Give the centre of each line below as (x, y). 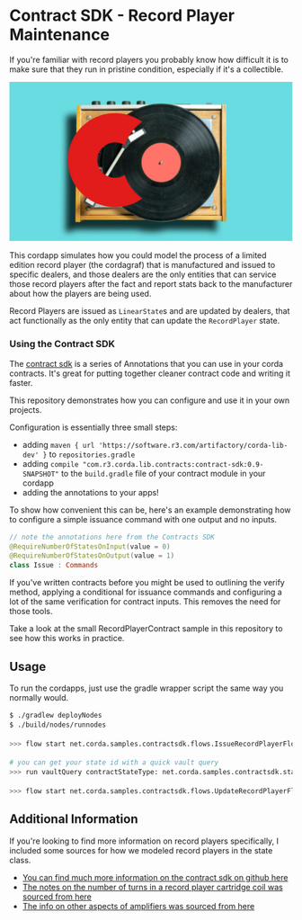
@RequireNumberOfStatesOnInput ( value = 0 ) (90, 546)
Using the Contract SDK (62, 344)
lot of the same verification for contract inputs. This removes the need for (145, 602)
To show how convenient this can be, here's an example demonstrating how (150, 510)
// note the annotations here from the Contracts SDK (112, 537)
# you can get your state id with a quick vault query (114, 763)
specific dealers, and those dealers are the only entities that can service (143, 274)
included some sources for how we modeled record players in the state (141, 850)
